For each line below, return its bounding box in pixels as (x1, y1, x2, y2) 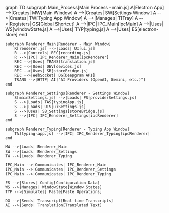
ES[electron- (132, 26, 159, 32)
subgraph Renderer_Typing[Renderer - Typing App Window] (5, 126, 130, 132)
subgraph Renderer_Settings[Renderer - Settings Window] (5, 91, 130, 96)
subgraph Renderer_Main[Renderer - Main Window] (5, 41, 111, 47)
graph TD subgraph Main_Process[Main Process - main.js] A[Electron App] (5, 5, 164, 10)
